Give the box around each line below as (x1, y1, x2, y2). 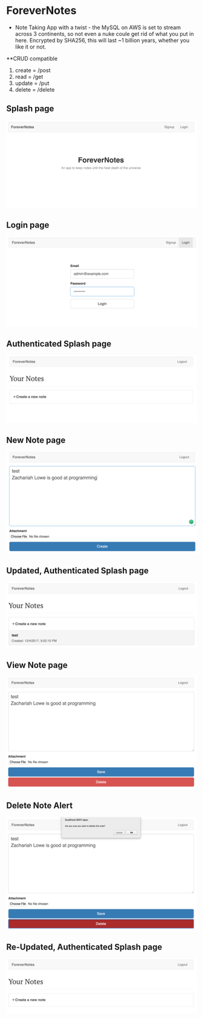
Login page (6, 220, 50, 230)
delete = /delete (15, 86, 55, 93)
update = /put (15, 80, 50, 87)
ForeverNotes (6, 4, 77, 18)
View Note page (6, 660, 68, 670)
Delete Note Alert (6, 801, 73, 811)
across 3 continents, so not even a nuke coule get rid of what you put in (15, 30, 194, 37)
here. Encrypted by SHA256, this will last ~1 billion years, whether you (15, 36, 190, 44)
